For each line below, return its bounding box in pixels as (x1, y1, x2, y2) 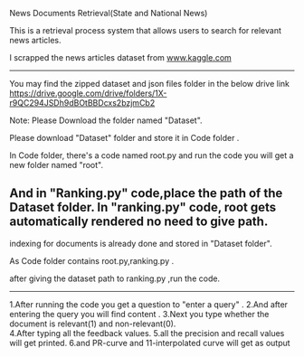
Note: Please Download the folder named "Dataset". (9, 115, 203, 126)
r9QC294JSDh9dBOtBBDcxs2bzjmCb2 (9, 98, 156, 108)
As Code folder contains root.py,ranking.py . (9, 255, 175, 266)
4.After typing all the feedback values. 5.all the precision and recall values (9, 327, 285, 338)
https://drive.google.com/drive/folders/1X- (9, 88, 167, 99)
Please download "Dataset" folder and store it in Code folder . (9, 133, 240, 143)
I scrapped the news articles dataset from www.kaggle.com (9, 52, 233, 62)
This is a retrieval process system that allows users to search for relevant (9, 25, 282, 35)
